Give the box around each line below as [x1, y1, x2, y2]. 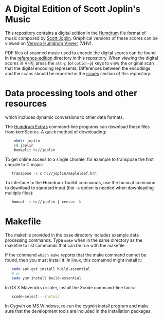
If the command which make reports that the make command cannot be [5, 252, 146, 258]
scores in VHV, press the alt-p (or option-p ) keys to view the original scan [5, 60, 154, 66]
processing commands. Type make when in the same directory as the [5, 237, 143, 243]
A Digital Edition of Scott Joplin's [5, 3, 141, 15]
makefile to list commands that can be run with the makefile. [5, 243, 126, 249]
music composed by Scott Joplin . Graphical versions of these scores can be [5, 35, 158, 41]
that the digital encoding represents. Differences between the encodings [5, 65, 151, 71]
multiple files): [5, 190, 34, 196]
